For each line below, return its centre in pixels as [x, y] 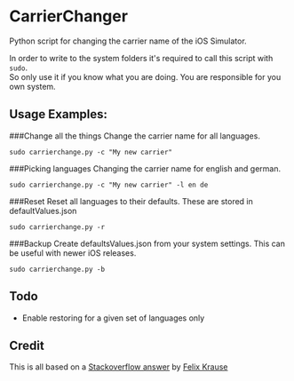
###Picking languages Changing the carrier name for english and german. [145, 168]
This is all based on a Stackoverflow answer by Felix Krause [119, 367]
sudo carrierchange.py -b [57, 269]
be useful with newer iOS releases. [73, 253]
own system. [32, 86]
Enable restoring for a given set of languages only [113, 318]
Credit [27, 345]
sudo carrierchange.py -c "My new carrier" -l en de [109, 185]
